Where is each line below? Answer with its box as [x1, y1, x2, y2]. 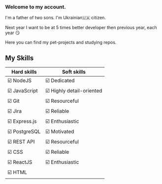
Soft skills [62, 68, 86, 75]
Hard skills [11, 68, 37, 75]
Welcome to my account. [5, 3, 66, 10]
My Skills [5, 53, 34, 62]
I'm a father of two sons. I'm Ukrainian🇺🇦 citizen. [5, 15, 106, 21]
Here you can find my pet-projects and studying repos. [5, 40, 117, 46]
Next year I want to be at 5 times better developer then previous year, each [5, 25, 158, 31]
